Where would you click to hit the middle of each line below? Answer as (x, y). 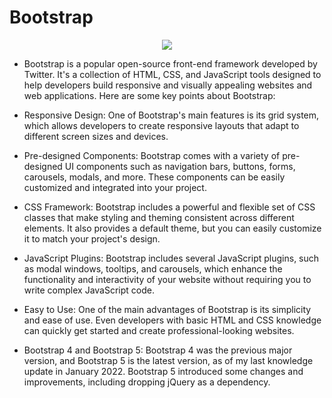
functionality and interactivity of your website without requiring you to (167, 279)
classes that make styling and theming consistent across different (159, 217)
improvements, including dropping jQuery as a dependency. (147, 382)
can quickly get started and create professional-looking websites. (159, 330)
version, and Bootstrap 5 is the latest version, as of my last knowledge (168, 360)
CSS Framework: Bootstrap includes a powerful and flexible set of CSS (169, 207)
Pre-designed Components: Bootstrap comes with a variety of (152, 155)
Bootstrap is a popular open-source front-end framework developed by (170, 63)
